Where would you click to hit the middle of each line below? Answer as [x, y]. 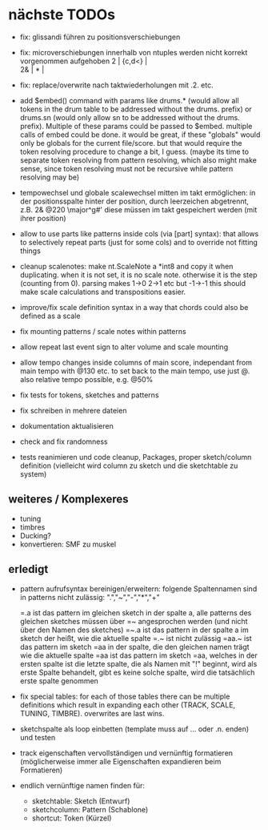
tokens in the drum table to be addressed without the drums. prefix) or [136, 109]
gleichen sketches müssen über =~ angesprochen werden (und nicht [134, 621]
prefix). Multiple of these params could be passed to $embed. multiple [136, 126]
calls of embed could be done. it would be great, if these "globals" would [140, 135]
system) [33, 473]
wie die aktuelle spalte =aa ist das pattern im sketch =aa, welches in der [139, 655]
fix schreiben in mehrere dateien [73, 410]
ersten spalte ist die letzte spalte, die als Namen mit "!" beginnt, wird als [138, 663]
